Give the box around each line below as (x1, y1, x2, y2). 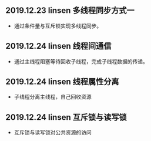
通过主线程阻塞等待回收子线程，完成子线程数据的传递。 (14, 58, 148, 65)
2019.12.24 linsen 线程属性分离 (5, 77, 119, 87)
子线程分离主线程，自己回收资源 (14, 93, 92, 100)
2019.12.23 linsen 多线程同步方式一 (5, 5, 135, 16)
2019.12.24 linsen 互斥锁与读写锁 (5, 112, 127, 122)
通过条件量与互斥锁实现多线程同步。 (14, 22, 102, 29)
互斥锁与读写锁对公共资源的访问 (14, 129, 92, 136)
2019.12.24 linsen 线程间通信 (5, 41, 112, 51)
